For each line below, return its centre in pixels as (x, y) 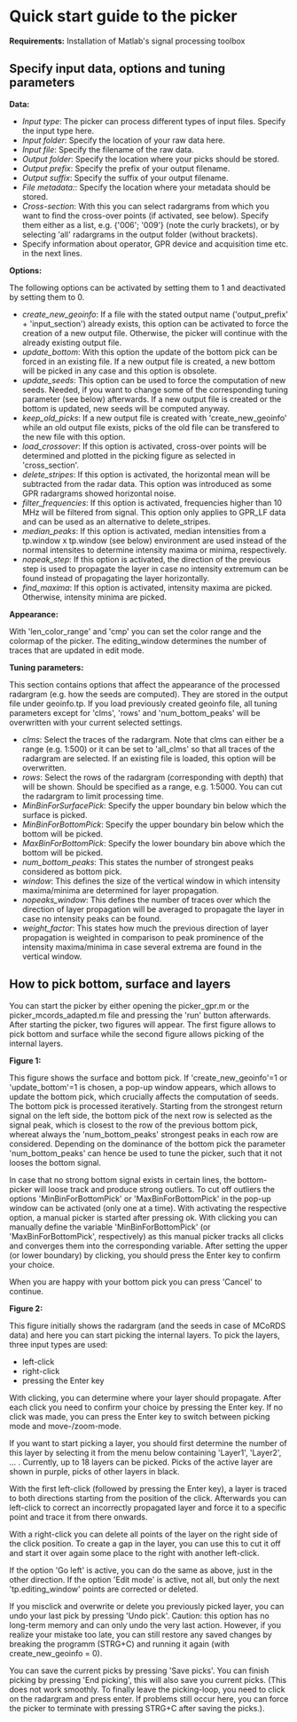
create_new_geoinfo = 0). (56, 1653)
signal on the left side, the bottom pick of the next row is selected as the (141, 1115)
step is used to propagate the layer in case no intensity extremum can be (155, 569)
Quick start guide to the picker (123, 16)
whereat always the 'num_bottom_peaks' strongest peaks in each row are (144, 1134)
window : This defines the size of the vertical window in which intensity (151, 881)
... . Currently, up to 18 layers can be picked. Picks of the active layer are (141, 1462)
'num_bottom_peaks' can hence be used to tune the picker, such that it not (146, 1153)
